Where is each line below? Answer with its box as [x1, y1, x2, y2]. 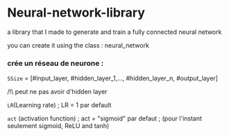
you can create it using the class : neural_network [7, 41, 149, 49]
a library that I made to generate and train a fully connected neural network [7, 28, 222, 36]
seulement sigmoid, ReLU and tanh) [7, 122, 110, 130]
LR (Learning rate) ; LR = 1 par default [7, 101, 112, 109]
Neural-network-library [7, 5, 146, 21]
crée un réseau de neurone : [7, 58, 104, 68]
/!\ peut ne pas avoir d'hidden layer [7, 88, 108, 96]
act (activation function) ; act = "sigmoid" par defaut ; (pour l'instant [7, 114, 203, 122]
